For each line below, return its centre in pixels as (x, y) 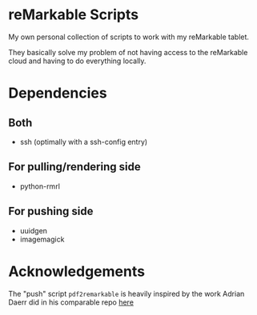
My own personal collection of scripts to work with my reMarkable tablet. (129, 37)
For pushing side (51, 211)
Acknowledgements (77, 271)
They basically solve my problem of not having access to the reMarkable (128, 52)
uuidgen (34, 230)
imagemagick (42, 239)
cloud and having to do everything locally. (77, 61)
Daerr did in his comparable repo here (71, 302)
